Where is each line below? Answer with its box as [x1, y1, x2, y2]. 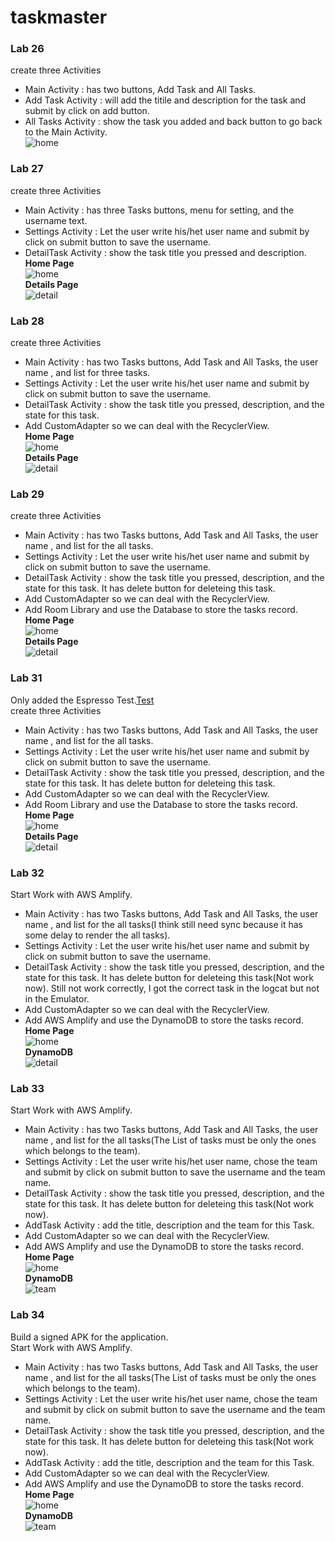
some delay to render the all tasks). [24, 929, 171, 941]
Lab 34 [10, 1308, 45, 1322]
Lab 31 [10, 671, 43, 685]
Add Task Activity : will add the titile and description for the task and [24, 94, 307, 106]
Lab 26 [10, 42, 45, 56]
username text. [24, 214, 88, 226]
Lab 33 [10, 1081, 45, 1095]
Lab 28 [10, 314, 45, 328]
